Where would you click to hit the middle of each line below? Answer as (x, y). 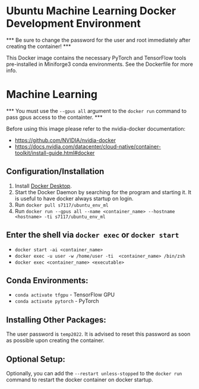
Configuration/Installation (55, 171)
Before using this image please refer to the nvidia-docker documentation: (96, 128)
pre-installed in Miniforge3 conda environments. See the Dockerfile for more (99, 64)
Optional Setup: (36, 359)
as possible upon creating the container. (56, 340)
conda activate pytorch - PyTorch (57, 301)
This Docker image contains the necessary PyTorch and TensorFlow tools (96, 58)
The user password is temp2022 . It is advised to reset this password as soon (98, 334)
